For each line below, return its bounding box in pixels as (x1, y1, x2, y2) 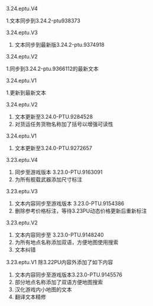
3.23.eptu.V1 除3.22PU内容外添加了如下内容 (6, 259, 113, 265)
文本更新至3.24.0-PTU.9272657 (14, 145, 93, 151)
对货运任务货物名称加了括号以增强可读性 (14, 121, 113, 128)
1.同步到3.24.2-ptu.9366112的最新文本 (6, 65, 99, 72)
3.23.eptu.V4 (6, 157, 38, 163)
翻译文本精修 (14, 294, 46, 300)
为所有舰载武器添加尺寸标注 (14, 176, 83, 183)
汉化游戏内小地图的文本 (14, 286, 72, 293)
